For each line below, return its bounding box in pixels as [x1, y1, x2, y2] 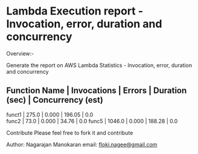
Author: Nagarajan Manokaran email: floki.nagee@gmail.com [6, 141, 158, 148]
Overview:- [6, 50, 34, 57]
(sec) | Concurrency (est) [6, 95, 104, 105]
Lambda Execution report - [6, 4, 144, 18]
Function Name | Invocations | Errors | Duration [6, 86, 187, 96]
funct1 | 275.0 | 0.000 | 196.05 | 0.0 [6, 111, 94, 118]
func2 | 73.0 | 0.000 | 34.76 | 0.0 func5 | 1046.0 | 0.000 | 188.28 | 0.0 [6, 117, 178, 124]
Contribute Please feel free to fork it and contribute [6, 129, 133, 136]
